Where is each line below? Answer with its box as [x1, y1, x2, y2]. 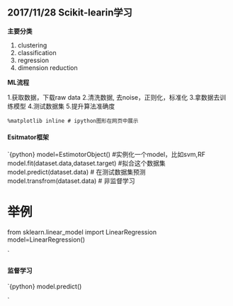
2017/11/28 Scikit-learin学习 [7, 6, 132, 19]
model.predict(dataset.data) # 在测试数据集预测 [7, 168, 146, 177]
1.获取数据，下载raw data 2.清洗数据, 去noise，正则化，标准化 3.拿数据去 [7, 93, 220, 101]
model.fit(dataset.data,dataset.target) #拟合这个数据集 [7, 159, 166, 167]
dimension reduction [17, 63, 78, 72]
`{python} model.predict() [7, 282, 82, 291]
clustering [17, 41, 47, 49]
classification [17, 48, 57, 57]
